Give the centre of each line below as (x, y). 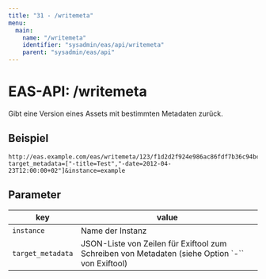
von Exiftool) (104, 263)
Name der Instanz (114, 231)
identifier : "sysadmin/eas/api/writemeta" (93, 45)
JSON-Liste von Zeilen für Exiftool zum (154, 243)
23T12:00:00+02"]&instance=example (67, 170)
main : (25, 30)
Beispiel (28, 138)
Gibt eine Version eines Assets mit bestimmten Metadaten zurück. (116, 113)
